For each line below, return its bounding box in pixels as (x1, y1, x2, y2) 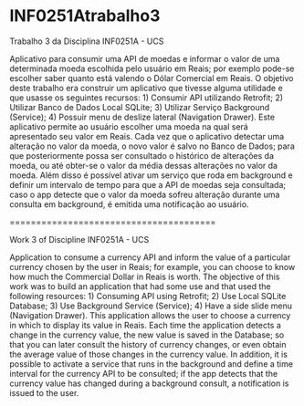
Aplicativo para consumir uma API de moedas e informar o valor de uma (9, 53, 280, 64)
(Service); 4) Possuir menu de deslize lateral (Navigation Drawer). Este (9, 111, 276, 122)
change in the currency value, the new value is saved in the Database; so (9, 329, 285, 340)
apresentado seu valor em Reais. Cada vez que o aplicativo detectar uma (9, 130, 285, 141)
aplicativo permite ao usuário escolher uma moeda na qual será (9, 120, 248, 132)
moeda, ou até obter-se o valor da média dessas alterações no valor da (9, 160, 278, 171)
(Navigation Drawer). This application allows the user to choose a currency (9, 309, 291, 320)
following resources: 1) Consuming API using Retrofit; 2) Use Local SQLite (9, 290, 287, 301)
